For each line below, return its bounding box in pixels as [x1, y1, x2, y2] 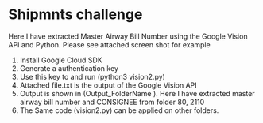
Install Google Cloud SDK [19, 55, 103, 65]
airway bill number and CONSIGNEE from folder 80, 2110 [19, 97, 205, 106]
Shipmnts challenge [8, 6, 143, 24]
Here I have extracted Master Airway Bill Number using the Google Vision [8, 32, 248, 41]
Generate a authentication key [19, 63, 119, 73]
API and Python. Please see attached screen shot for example [8, 39, 211, 49]
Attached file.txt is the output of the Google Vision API [19, 80, 197, 90]
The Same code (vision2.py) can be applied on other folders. [19, 105, 219, 115]
